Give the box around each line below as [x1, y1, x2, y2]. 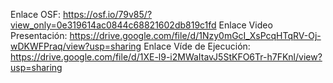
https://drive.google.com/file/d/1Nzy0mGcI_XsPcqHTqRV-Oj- [69, 30, 322, 41]
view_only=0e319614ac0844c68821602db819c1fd [10, 19, 217, 31]
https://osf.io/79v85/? [62, 9, 153, 20]
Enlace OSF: [10, 9, 62, 20]
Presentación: [10, 30, 68, 41]
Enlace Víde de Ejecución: [143, 40, 251, 52]
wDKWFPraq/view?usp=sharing [10, 40, 142, 52]
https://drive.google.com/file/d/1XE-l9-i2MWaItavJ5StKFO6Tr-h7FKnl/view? [10, 51, 323, 63]
